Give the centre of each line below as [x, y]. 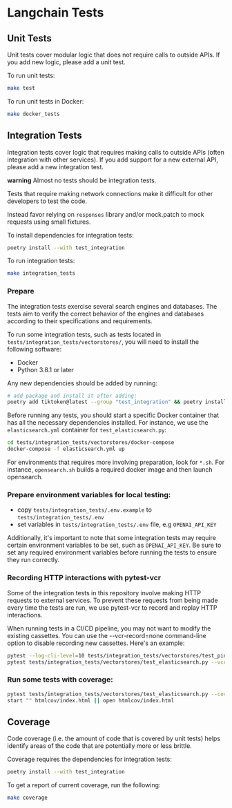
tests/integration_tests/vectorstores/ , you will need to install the [103, 342]
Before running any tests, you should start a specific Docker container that [113, 415]
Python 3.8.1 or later [45, 369]
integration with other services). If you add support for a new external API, [113, 160]
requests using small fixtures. [49, 222]
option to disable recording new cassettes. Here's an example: [96, 643]
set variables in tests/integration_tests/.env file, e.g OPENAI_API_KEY [117, 525]
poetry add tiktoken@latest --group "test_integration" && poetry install [117, 402]
